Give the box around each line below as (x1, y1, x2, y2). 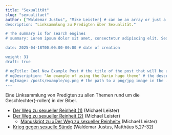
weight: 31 (5, 54, 29, 60)
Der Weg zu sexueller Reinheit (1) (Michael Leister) (12, 107, 119, 113)
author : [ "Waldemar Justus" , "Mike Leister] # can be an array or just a (5, 17, 166, 22)
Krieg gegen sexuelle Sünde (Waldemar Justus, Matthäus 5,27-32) (12, 124, 154, 130)
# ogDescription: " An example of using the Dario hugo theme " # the (5, 73, 155, 79)
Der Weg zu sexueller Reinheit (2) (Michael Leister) (12, 113, 120, 119)
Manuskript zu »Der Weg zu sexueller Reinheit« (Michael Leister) (20, 119, 158, 125)
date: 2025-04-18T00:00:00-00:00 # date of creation (5, 45, 120, 50)
